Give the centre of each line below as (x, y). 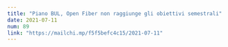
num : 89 (18, 26)
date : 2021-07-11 (32, 20)
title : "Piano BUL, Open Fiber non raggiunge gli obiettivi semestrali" (115, 13)
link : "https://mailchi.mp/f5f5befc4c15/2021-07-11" (85, 33)
